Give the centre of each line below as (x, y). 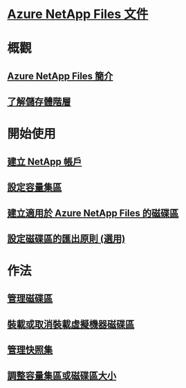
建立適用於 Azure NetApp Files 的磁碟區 (93, 213)
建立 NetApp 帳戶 (45, 161)
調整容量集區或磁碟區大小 (62, 375)
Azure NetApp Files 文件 (78, 14)
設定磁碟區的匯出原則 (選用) (66, 238)
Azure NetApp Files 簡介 (60, 76)
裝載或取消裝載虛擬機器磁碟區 (71, 324)
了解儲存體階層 (39, 102)
